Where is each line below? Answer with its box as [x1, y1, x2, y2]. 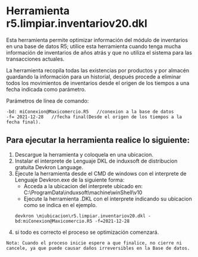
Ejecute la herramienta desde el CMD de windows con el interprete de [14, 170, 187, 177]
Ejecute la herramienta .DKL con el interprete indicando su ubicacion [23, 195, 192, 202]
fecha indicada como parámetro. [6, 85, 86, 93]
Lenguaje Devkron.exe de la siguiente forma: [14, 176, 125, 183]
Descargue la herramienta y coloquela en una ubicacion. [14, 151, 153, 158]
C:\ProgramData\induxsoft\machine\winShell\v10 [23, 189, 143, 196]
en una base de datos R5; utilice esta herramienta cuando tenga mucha [6, 43, 181, 50]
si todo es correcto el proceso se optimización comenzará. [14, 229, 159, 236]
